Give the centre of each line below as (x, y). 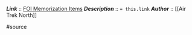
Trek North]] (22, 15)
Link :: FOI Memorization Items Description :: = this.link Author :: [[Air (96, 9)
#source (17, 27)
